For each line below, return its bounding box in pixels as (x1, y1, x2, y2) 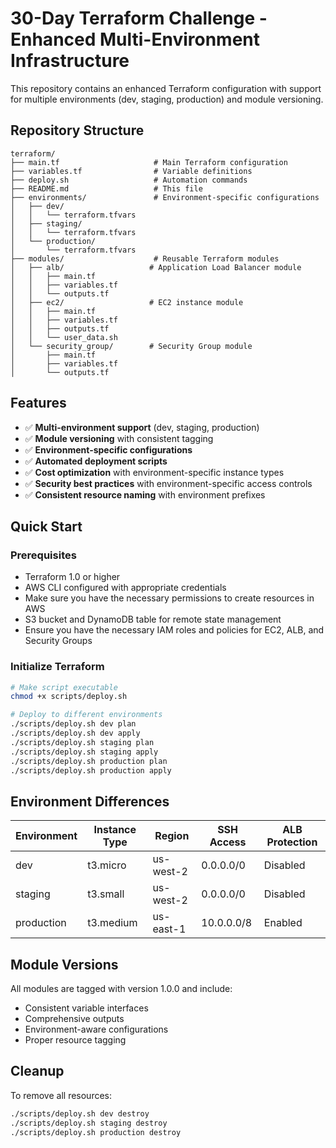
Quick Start (10, 518, 83, 535)
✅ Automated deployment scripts (24, 455, 168, 467)
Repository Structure (10, 122, 145, 139)
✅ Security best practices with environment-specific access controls (24, 477, 313, 489)
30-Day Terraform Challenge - (10, 7, 268, 30)
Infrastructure (10, 50, 130, 72)
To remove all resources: (10, 1089, 113, 1101)
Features (10, 395, 67, 412)
